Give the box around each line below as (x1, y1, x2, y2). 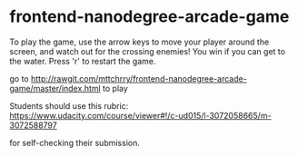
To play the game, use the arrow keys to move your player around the (9, 36, 270, 47)
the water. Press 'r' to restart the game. (9, 55, 156, 66)
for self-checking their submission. (9, 137, 141, 148)
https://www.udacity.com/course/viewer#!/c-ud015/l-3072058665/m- (9, 110, 272, 121)
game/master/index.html (9, 83, 102, 93)
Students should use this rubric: (9, 100, 129, 111)
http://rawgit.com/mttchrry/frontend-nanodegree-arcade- (30, 73, 247, 83)
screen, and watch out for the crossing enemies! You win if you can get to (9, 45, 286, 56)
